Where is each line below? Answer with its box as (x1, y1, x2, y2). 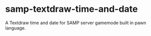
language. (5, 25, 26, 31)
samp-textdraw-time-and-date (5, 3, 138, 15)
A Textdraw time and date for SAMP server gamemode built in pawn (5, 20, 146, 26)
